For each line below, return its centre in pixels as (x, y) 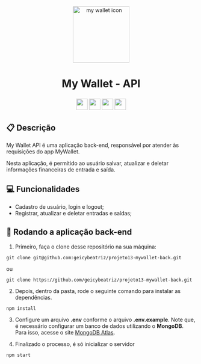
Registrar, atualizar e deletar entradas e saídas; (73, 213)
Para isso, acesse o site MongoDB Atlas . (65, 332)
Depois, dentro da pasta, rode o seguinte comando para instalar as (98, 291)
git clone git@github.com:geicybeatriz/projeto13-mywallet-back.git (94, 258)
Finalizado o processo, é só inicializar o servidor (75, 344)
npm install (21, 308)
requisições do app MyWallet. (43, 151)
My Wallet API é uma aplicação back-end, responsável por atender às (93, 145)
